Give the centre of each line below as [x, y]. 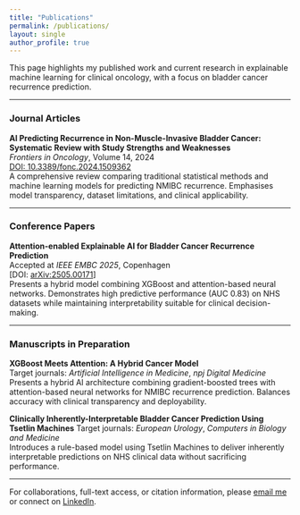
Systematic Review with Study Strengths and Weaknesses [120, 148]
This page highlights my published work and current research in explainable [149, 68]
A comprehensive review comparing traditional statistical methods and [139, 176]
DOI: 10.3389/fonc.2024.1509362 [70, 166]
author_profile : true [50, 42]
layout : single [37, 34]
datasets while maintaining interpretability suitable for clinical [122, 303]
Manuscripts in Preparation [70, 343]
